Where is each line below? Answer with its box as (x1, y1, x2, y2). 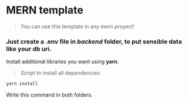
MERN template (6, 4, 83, 17)
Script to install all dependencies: (20, 70, 102, 77)
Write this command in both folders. (6, 91, 93, 98)
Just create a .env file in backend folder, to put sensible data (6, 37, 182, 46)
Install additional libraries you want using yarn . (6, 58, 119, 65)
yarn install (6, 81, 38, 87)
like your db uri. (6, 44, 52, 53)
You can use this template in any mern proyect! (20, 23, 135, 30)
